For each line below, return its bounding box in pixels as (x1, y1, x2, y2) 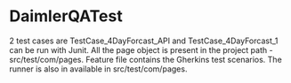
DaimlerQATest (9, 6, 123, 26)
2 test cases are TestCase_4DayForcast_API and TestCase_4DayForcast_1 (9, 35, 279, 46)
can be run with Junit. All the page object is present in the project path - (9, 44, 273, 55)
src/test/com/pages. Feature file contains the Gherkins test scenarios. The (9, 54, 282, 64)
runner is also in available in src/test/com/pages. (9, 64, 188, 74)
